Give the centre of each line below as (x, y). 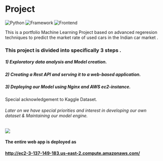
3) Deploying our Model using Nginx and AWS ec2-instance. (68, 87)
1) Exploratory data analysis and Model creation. (56, 62)
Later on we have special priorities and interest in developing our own (76, 111)
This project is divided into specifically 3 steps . (63, 50)
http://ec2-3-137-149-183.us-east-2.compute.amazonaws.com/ (73, 153)
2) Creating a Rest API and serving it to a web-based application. (73, 74)
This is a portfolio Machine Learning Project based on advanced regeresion (81, 32)
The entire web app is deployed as (41, 142)
